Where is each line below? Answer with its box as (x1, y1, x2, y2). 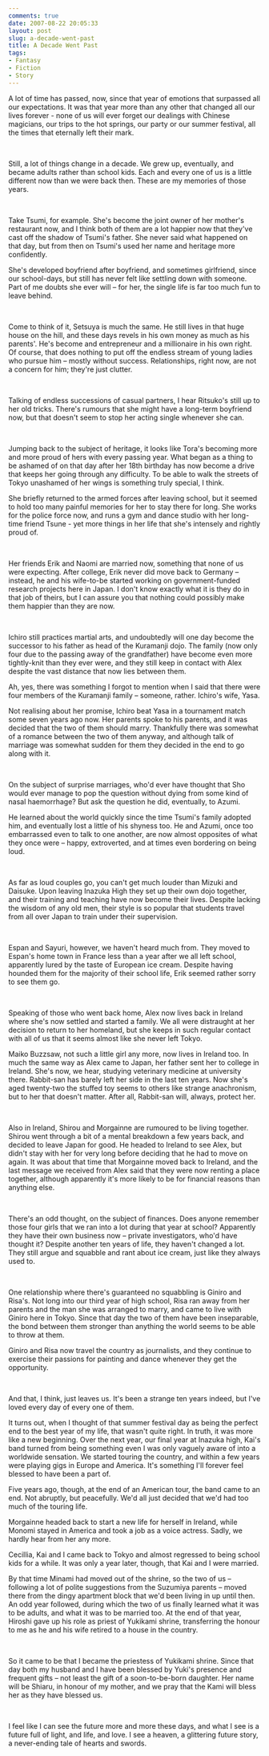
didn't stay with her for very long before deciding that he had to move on (8, 1148, 248, 1158)
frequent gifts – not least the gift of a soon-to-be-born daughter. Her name (8, 1673, 255, 1682)
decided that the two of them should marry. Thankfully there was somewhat (8, 723, 259, 733)
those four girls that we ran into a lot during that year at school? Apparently (8, 1221, 256, 1232)
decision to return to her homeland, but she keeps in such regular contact (8, 1025, 251, 1034)
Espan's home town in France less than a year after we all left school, (8, 951, 237, 961)
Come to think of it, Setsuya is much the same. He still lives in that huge (8, 322, 244, 331)
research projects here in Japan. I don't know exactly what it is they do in (8, 583, 250, 594)
